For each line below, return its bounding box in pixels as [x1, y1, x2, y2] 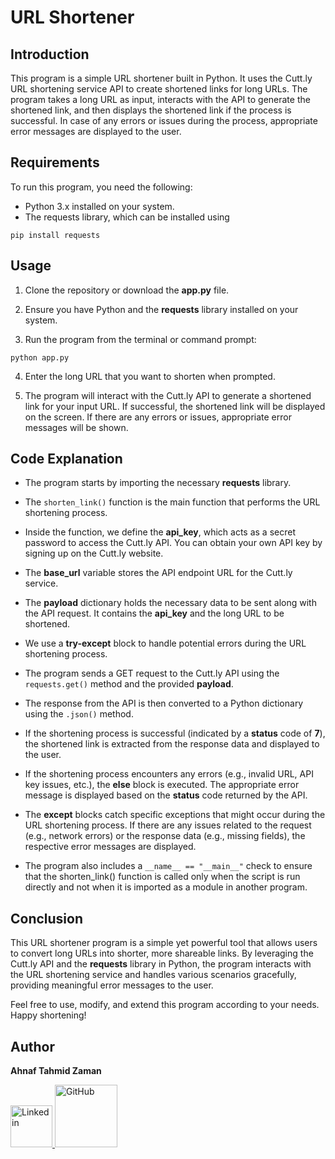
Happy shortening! [10, 1009, 87, 1021]
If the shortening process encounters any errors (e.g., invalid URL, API [24, 768, 314, 780]
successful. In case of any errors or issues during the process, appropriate [10, 115, 318, 126]
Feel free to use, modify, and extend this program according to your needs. [10, 999, 320, 1011]
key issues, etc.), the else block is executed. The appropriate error [24, 779, 300, 791]
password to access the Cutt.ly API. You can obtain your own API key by [24, 537, 323, 549]
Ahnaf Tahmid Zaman [10, 1065, 102, 1077]
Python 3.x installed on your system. [24, 200, 175, 212]
